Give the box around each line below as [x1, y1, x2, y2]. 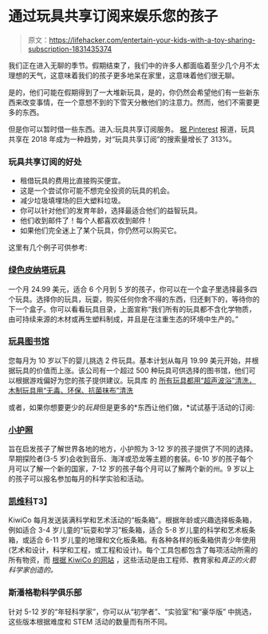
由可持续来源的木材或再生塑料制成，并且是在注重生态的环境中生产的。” [8, 314, 239, 324]
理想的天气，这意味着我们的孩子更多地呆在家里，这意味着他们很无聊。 [8, 70, 239, 80]
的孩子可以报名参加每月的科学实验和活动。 [8, 474, 148, 483]
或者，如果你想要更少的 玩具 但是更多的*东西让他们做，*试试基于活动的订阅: [8, 402, 255, 412]
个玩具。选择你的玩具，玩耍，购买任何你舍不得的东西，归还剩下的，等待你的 [8, 294, 260, 304]
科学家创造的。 [8, 565, 57, 575]
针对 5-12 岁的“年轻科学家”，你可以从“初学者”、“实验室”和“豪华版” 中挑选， [8, 607, 257, 616]
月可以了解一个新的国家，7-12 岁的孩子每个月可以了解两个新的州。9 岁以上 [8, 464, 255, 474]
